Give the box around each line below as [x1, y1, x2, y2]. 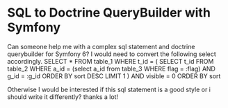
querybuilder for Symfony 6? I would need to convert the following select [7, 50, 217, 58]
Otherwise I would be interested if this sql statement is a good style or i [7, 85, 211, 93]
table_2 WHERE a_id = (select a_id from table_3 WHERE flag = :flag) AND [7, 64, 215, 73]
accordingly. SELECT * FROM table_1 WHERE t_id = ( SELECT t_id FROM [7, 57, 214, 65]
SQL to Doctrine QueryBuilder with [7, 5, 211, 21]
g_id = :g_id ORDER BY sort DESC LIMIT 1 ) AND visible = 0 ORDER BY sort [7, 71, 221, 80]
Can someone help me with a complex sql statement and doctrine [7, 42, 195, 51]
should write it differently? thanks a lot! [7, 92, 119, 101]
